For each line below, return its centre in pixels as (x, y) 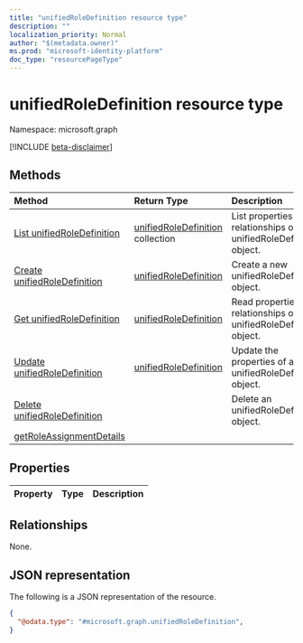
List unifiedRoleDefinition (67, 233)
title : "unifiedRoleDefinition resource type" (98, 18)
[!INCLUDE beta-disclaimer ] (61, 146)
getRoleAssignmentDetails (70, 436)
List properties (262, 216)
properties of (259, 361)
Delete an (252, 398)
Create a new (260, 265)
